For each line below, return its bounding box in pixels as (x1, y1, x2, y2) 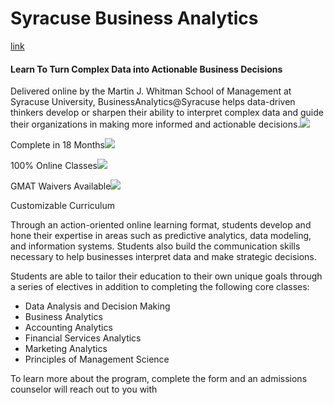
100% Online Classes (10, 160, 98, 172)
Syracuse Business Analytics (10, 7, 259, 30)
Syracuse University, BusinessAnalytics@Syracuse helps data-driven (10, 96, 296, 108)
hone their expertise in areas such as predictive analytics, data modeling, (10, 230, 312, 242)
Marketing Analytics (24, 343, 108, 355)
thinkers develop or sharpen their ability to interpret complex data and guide (10, 107, 324, 119)
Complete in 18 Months (10, 139, 106, 151)
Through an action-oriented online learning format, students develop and (10, 219, 312, 231)
